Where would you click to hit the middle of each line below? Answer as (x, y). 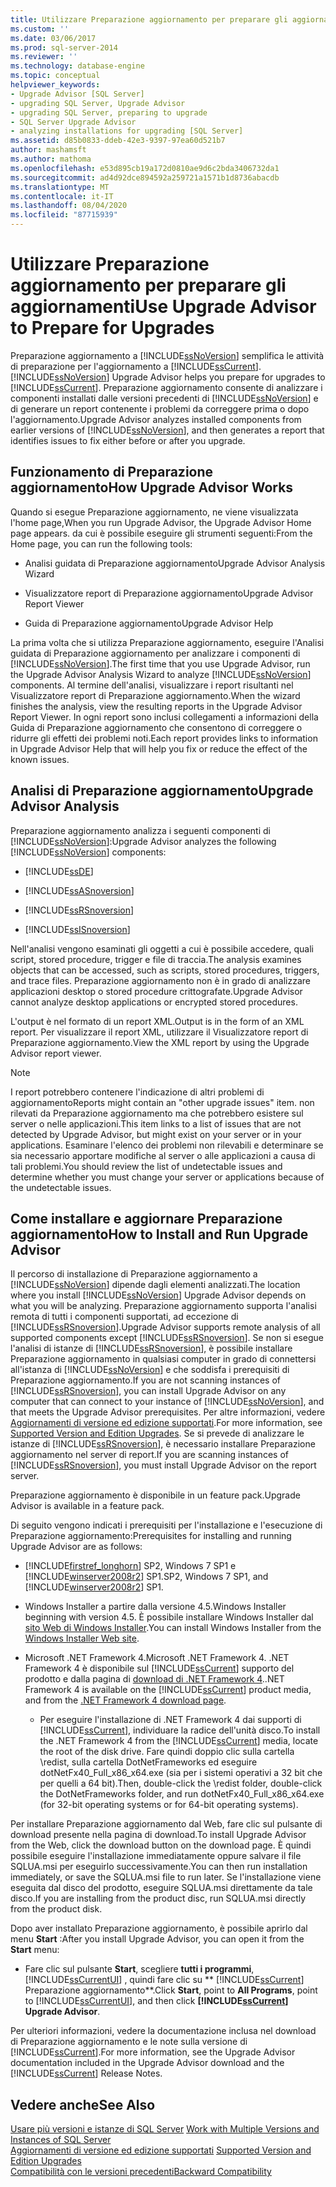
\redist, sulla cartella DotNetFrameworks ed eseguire (148, 1762)
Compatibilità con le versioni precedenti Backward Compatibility (141, 2172)
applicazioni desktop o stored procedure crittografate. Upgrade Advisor (156, 991)
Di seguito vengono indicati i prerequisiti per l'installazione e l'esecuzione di (166, 1525)
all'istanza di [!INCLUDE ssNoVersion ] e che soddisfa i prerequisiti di (150, 1370)
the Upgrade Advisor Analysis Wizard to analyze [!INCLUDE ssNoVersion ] (161, 674)
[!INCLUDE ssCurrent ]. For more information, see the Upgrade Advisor (153, 2052)
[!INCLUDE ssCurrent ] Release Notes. (86, 2073)
